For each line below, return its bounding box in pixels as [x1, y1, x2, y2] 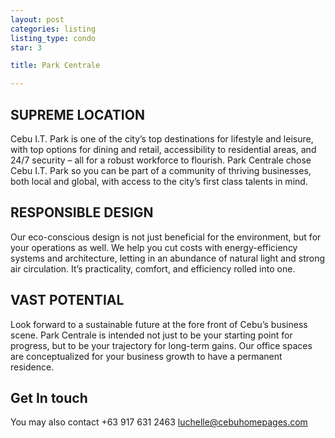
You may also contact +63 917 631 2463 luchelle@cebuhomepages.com [10, 416, 308, 428]
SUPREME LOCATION [10, 106, 145, 123]
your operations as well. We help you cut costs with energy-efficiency [10, 241, 298, 253]
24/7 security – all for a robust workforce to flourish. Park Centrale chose [10, 154, 312, 166]
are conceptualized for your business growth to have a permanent [10, 350, 283, 362]
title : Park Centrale [10, 61, 101, 71]
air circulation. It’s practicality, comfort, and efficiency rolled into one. [10, 262, 296, 275]
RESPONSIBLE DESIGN [10, 204, 154, 221]
